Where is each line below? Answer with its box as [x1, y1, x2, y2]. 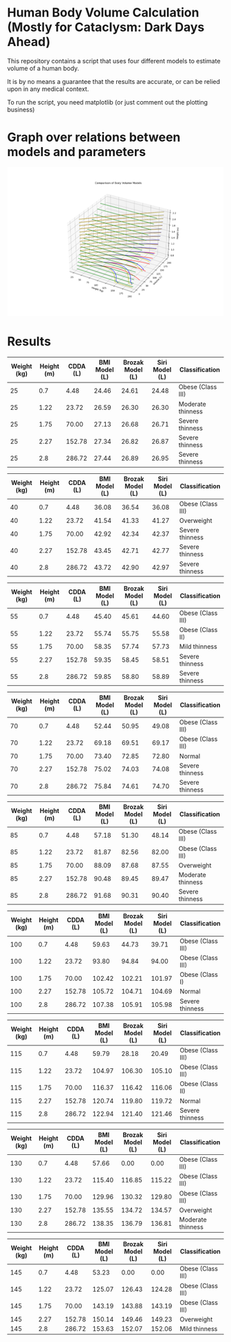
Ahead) [7, 34, 51, 50]
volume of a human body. [7, 64, 80, 72]
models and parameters [7, 144, 146, 160]
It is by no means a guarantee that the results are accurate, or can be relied [7, 77, 221, 85]
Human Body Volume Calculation [7, 5, 199, 21]
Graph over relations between [7, 129, 181, 145]
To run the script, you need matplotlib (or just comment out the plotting [7, 98, 208, 106]
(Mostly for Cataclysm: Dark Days [7, 19, 205, 35]
